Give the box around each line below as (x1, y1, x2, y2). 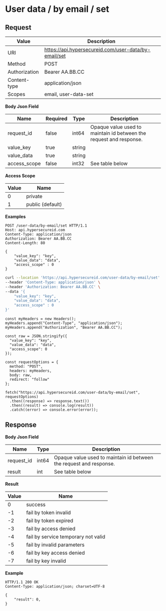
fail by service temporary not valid (26, 533, 105, 540)
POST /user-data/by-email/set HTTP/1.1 (5, 223, 87, 228)
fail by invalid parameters (26, 541, 85, 548)
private (26, 193, 43, 200)
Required (45, 115, 68, 122)
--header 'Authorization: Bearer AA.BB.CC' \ (5, 284, 100, 289)
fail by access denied (26, 525, 76, 532)
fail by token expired (26, 517, 74, 524)
